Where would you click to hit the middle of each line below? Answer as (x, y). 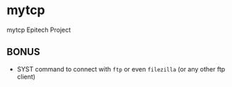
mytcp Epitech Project (39, 30)
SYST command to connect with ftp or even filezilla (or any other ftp (121, 69)
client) (26, 76)
